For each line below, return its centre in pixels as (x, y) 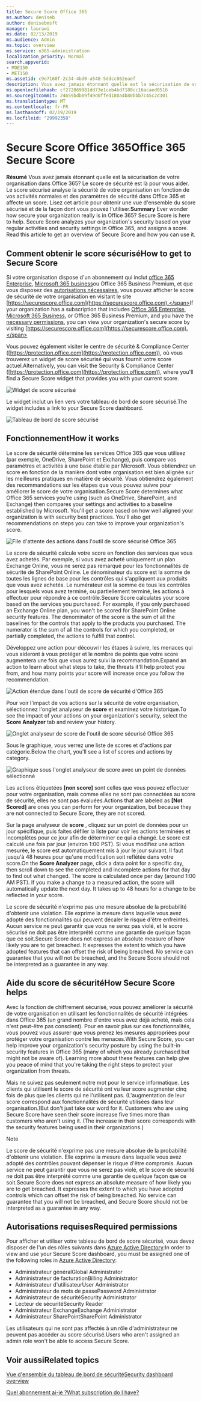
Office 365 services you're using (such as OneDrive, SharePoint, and (92, 498)
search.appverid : (28, 62)
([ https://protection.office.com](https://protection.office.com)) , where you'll (100, 372)
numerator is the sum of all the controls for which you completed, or (90, 629)
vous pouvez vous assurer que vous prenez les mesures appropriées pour (98, 1032)
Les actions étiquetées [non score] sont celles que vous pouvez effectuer (98, 787)
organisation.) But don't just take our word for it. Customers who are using (97, 1108)
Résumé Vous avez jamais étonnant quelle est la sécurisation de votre (93, 177)
